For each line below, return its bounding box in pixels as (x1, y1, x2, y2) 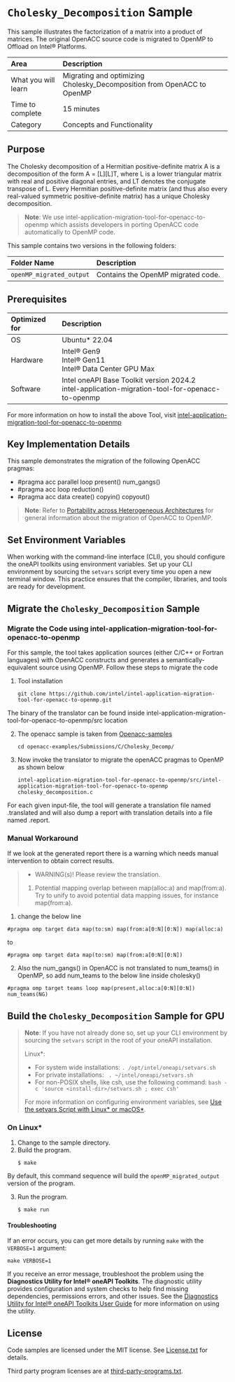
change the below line (17, 912, 82, 921)
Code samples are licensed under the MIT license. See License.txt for (7, 1346, 208, 1355)
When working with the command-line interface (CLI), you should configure (7, 552, 225, 561)
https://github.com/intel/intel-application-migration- (48, 690, 215, 697)
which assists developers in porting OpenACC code (50, 220, 199, 228)
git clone (17, 690, 47, 697)
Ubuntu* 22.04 (62, 335, 113, 344)
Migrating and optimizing (62, 71, 145, 81)
